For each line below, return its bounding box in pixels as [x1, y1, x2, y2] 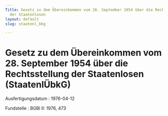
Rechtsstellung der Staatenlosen [5, 68, 144, 80]
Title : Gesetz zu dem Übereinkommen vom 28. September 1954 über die [5, 7, 153, 12]
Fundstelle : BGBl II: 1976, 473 [5, 105, 66, 111]
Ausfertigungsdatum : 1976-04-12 [5, 95, 75, 101]
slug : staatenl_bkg [5, 21, 46, 26]
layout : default [5, 16, 39, 21]
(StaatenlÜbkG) [5, 79, 71, 90]
